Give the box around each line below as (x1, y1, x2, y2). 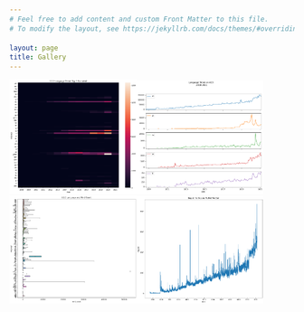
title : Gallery (9, 52, 67, 62)
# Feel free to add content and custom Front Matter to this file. (9, 14, 270, 24)
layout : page (9, 43, 59, 52)
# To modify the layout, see (9, 24, 119, 33)
